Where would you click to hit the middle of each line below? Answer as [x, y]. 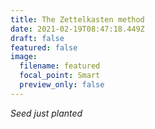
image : [24, 57]
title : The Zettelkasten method [77, 19]
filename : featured [60, 66]
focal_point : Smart [60, 76]
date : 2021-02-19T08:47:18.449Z [77, 29]
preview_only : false [62, 85]
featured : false [44, 47]
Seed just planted [46, 113]
